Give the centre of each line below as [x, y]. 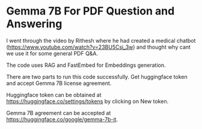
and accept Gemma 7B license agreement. [59, 83]
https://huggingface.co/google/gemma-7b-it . [62, 119]
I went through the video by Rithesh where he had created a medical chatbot [101, 40]
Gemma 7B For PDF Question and [90, 11]
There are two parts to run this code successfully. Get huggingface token [97, 77]
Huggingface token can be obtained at [54, 95]
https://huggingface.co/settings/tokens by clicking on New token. [87, 101]
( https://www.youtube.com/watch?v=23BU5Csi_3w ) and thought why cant [99, 47]
